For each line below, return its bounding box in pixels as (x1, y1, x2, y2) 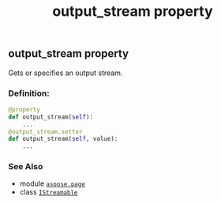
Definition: (8, 88, 50, 99)
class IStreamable (19, 187, 78, 197)
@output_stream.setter (8, 127, 83, 136)
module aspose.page (19, 179, 85, 188)
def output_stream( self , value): (8, 135, 118, 143)
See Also (8, 161, 43, 172)
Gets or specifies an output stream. (8, 68, 123, 77)
